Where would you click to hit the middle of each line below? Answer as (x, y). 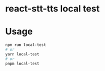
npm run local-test (26, 45)
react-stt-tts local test (52, 9)
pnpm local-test (22, 63)
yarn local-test (22, 54)
